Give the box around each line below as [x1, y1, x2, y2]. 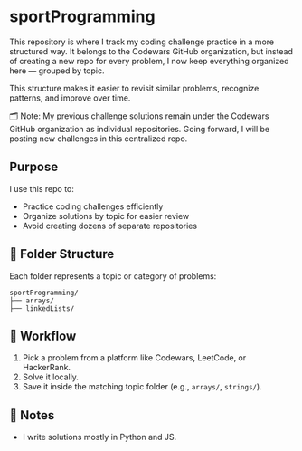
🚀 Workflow [9, 328, 77, 343]
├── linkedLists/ [9, 303, 75, 313]
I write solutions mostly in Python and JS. [22, 432, 177, 443]
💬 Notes [9, 408, 55, 423]
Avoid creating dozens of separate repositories [22, 220, 197, 231]
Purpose [9, 159, 59, 175]
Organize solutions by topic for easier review [22, 210, 190, 221]
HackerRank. [22, 362, 71, 373]
